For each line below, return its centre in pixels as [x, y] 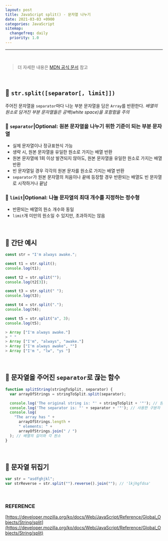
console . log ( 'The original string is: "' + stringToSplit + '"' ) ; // [83, 403]
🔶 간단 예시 [21, 243]
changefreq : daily [29, 33]
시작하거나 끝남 [32, 183]
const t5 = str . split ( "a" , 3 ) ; [38, 318]
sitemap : [14, 29]
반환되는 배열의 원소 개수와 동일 [43, 209]
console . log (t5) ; [23, 323]
